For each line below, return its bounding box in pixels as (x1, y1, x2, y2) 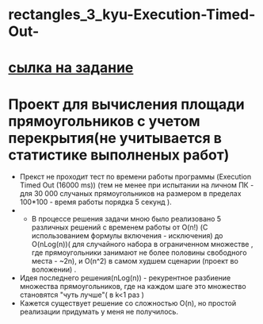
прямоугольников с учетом (8, 112, 200, 130)
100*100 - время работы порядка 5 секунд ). (19, 197, 172, 207)
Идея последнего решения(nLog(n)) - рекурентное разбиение (19, 273, 231, 283)
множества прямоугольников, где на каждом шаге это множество (19, 282, 247, 291)
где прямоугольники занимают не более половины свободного (31, 248, 247, 257)
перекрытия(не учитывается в (8, 129, 222, 147)
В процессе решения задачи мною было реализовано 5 (31, 214, 222, 224)
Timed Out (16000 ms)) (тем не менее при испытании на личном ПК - (19, 180, 254, 190)
